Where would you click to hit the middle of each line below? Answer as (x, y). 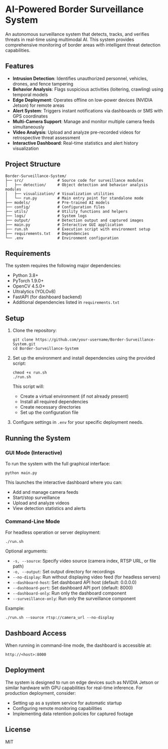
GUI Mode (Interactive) (34, 453)
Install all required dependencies (54, 402)
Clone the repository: (35, 331)
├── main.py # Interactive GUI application (64, 225)
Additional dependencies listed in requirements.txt (66, 302)
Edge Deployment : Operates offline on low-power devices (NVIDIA (82, 100)
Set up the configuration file (49, 412)
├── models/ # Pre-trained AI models (57, 203)
